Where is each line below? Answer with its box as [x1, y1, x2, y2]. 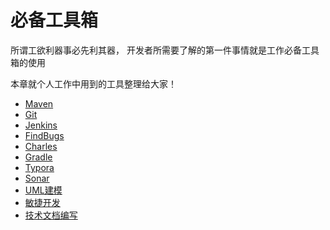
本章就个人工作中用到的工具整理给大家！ [10, 77, 177, 90]
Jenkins [24, 119, 58, 131]
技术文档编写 [24, 209, 78, 221]
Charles [24, 140, 58, 152]
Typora [24, 161, 55, 173]
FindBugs [24, 129, 65, 141]
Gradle [24, 151, 53, 163]
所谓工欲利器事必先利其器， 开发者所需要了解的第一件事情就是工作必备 [10, 44, 302, 56]
